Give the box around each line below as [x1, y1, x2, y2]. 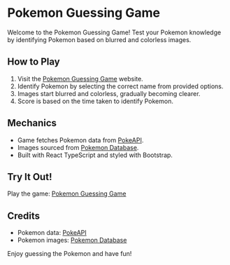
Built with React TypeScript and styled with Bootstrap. [17, 151, 173, 159]
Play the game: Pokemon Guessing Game [7, 189, 127, 198]
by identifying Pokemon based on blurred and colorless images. [7, 35, 192, 43]
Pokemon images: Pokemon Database [17, 236, 127, 245]
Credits [7, 210, 41, 222]
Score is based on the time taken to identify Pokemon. [17, 97, 173, 105]
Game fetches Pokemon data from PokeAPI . [17, 135, 144, 144]
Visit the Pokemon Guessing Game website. [17, 74, 143, 83]
